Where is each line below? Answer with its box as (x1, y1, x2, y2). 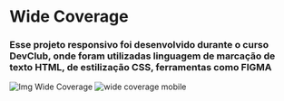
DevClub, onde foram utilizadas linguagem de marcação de (9, 50, 276, 62)
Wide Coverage (9, 6, 129, 27)
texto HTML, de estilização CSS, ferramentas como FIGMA (9, 61, 272, 74)
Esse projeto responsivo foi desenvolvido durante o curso (9, 39, 269, 51)
